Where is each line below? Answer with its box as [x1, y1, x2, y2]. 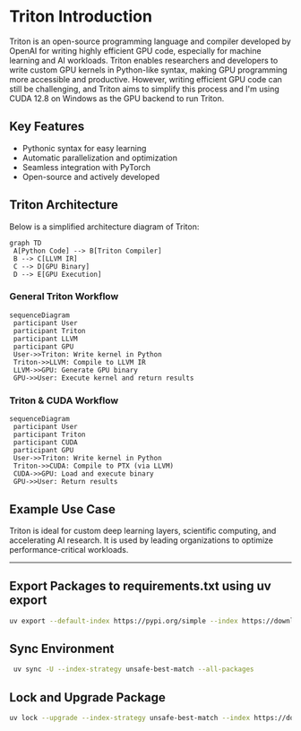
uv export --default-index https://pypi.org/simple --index [9, 616, 239, 625]
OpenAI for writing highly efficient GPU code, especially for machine [9, 45, 262, 56]
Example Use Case [9, 502, 116, 517]
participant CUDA [13, 438, 78, 447]
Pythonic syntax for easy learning [21, 142, 147, 153]
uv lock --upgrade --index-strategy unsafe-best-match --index [9, 714, 251, 723]
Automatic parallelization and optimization [21, 152, 177, 163]
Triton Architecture [9, 197, 119, 212]
